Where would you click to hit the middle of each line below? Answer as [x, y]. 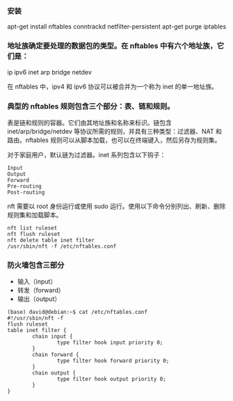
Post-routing [26, 192]
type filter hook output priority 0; [112, 379]
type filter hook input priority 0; [110, 343]
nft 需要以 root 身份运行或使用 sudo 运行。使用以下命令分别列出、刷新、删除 [116, 206]
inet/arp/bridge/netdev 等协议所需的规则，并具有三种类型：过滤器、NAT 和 [115, 131]
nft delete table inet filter [51, 240]
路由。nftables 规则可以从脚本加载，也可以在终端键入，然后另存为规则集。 [114, 140]
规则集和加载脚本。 [35, 214]
